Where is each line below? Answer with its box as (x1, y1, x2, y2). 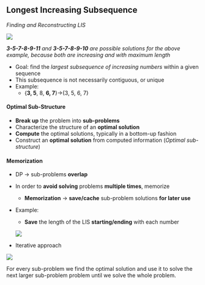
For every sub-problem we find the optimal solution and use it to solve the (6, 265, 193, 273)
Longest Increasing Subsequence (6, 5, 138, 15)
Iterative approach (15, 242, 62, 249)
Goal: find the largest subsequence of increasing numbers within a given (15, 63, 199, 70)
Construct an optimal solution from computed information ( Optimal (15, 136, 185, 144)
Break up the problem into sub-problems (15, 117, 120, 125)
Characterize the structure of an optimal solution (15, 123, 140, 131)
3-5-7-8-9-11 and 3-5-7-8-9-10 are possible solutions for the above (6, 44, 181, 52)
